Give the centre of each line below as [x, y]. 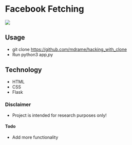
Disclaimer [18, 104]
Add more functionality [35, 137]
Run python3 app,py [32, 54]
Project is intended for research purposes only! [59, 115]
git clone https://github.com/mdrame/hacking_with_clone [69, 49]
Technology [24, 70]
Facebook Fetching [45, 9]
